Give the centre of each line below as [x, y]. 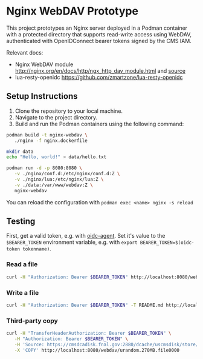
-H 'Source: [29, 344]
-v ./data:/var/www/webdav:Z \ [54, 185]
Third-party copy [32, 321]
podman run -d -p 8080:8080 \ [44, 168]
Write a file [23, 292]
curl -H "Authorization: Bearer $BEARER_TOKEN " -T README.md [85, 305]
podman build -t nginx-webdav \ [47, 135]
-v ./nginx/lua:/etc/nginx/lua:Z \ [59, 180]
